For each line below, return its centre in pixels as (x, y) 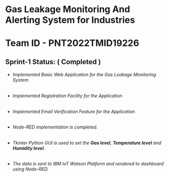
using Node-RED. (31, 169)
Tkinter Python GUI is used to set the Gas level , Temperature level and (87, 143)
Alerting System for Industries (70, 20)
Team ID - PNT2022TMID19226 (72, 43)
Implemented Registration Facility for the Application (67, 96)
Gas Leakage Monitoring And (68, 9)
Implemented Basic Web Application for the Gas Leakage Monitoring (84, 75)
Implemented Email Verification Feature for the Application (74, 111)
